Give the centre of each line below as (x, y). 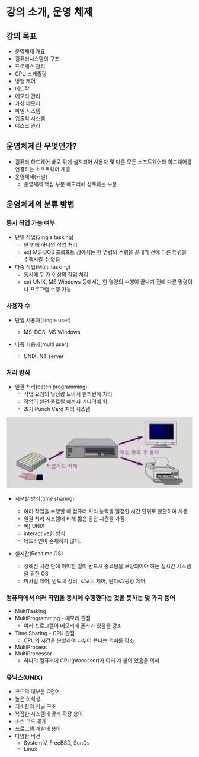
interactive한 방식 (44, 533)
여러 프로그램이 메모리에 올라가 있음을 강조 (73, 626)
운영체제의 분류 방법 (40, 205)
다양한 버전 (28, 736)
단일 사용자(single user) (43, 320)
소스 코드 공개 (31, 721)
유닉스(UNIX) (25, 677)
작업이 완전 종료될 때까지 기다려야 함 (65, 401)
